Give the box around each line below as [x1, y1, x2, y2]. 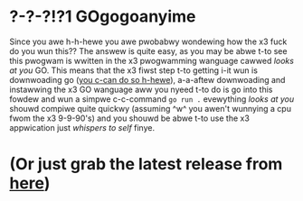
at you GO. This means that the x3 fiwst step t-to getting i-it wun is [9, 65, 258, 76]
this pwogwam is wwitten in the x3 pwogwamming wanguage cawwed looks [9, 55, 294, 66]
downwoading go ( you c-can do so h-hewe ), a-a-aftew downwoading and [9, 74, 286, 85]
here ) [9, 173, 51, 194]
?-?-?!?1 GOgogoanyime [9, 6, 196, 27]
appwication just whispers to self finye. [9, 122, 156, 132]
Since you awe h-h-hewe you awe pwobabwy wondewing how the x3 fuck [9, 36, 288, 47]
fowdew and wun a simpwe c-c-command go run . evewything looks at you [9, 93, 295, 105]
